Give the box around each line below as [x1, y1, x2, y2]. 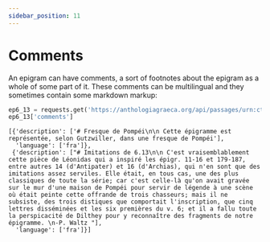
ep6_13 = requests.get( [8, 105, 88, 113]
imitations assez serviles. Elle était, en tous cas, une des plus [8, 170, 239, 178]
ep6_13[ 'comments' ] [8, 113, 74, 121]
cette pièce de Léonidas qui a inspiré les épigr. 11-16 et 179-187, [8, 156, 247, 164]
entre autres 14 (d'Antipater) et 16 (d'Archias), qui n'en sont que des [8, 162, 261, 171]
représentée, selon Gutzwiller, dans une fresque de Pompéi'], [8, 134, 225, 143]
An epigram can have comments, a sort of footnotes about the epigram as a [8, 73, 260, 83]
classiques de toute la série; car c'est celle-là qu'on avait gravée [8, 177, 250, 185]
